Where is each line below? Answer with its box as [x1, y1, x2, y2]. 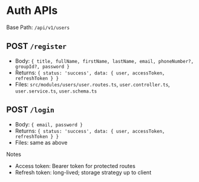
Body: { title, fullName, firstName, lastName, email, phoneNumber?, [15, 57, 194, 64]
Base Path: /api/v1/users [6, 24, 70, 31]
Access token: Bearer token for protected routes [15, 162, 136, 169]
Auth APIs [6, 4, 58, 18]
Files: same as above [15, 138, 68, 146]
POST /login [6, 105, 54, 115]
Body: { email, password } [15, 120, 83, 128]
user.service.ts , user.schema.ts [15, 87, 97, 94]
